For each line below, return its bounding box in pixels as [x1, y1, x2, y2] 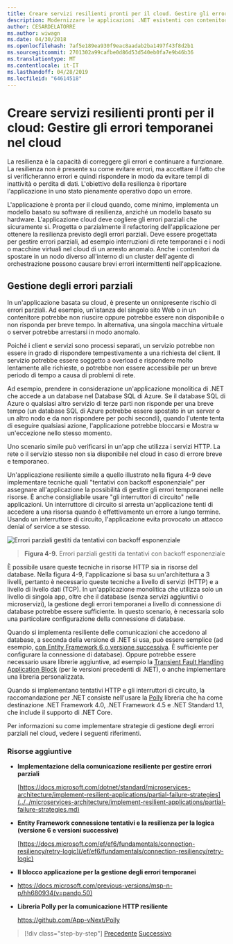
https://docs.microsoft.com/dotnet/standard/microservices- [19, 783, 191, 792]
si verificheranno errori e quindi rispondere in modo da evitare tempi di [7, 172, 209, 181]
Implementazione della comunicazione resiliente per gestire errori [17, 762, 212, 771]
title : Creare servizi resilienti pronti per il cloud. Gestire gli [7, 10, 209, 17]
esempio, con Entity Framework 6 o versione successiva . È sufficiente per [7, 643, 218, 652]
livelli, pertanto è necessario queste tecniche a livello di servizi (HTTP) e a [7, 578, 218, 586]
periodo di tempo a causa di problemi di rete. [7, 371, 136, 379]
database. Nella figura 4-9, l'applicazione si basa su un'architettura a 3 [7, 570, 210, 579]
